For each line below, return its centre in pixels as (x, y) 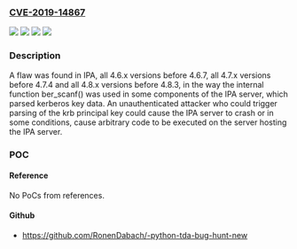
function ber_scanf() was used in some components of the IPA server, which (148, 94)
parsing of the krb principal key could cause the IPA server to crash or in (141, 113)
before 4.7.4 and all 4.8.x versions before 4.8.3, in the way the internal (137, 84)
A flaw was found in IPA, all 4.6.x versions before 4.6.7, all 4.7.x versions (140, 75)
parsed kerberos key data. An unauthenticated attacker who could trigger (143, 103)
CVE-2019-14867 (47, 12)
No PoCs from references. (57, 195)
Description (35, 56)
